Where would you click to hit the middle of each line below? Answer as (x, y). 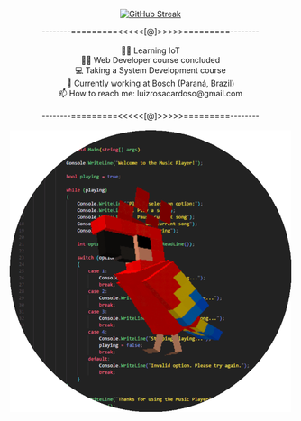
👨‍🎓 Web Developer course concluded (150, 60)
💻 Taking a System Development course (150, 70)
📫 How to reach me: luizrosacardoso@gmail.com (150, 93)
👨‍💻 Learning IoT (150, 50)
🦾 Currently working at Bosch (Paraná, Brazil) (150, 83)
